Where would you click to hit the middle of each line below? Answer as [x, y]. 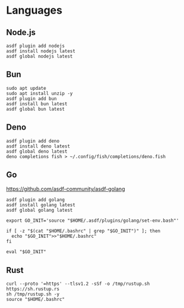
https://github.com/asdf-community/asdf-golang [66, 189]
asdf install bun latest [37, 104]
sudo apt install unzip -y [39, 93]
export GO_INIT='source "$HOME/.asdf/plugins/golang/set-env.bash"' [93, 221]
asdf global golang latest [39, 210]
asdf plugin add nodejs [36, 46]
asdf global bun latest [36, 109]
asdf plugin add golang [36, 200]
